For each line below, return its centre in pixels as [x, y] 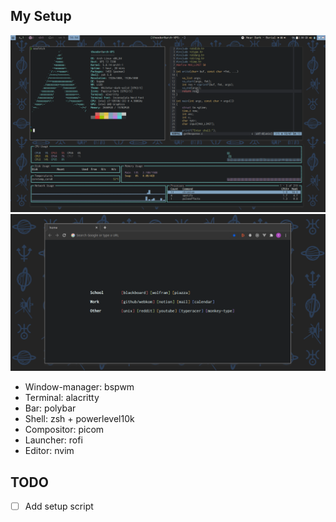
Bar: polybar [50, 408]
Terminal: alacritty [62, 398]
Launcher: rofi [53, 440]
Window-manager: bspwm [79, 387]
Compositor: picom [64, 430]
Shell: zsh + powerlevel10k [79, 419]
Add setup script [59, 506]
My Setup [41, 16]
